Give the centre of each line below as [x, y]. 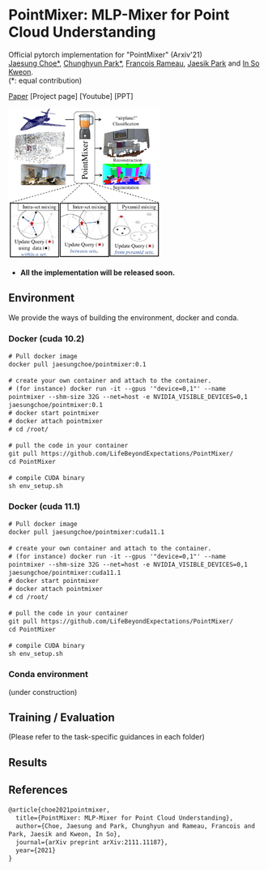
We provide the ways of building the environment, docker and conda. [123, 317]
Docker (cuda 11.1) [45, 506]
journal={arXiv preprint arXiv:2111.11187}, [92, 842]
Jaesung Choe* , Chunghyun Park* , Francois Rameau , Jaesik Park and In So [134, 63]
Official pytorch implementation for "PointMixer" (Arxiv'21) [105, 54]
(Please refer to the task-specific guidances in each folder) [106, 737]
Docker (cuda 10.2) [47, 338]
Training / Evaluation [62, 718]
